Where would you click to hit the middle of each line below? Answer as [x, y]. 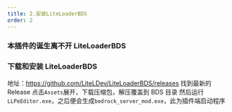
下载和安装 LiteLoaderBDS [52, 66]
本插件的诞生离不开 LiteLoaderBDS [67, 46]
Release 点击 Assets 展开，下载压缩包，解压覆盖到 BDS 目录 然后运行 [106, 92]
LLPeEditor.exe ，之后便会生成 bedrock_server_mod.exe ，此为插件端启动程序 [116, 100]
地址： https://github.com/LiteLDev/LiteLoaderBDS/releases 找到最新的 [110, 83]
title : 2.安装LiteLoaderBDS [47, 14]
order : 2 [20, 20]
